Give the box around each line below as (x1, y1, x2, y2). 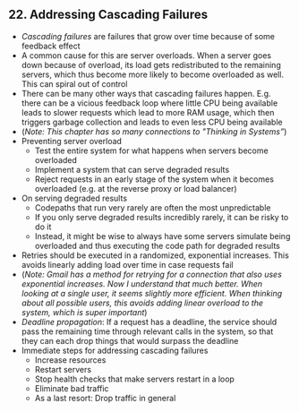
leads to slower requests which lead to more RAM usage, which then (21, 107, 275, 117)
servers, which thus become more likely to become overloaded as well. (21, 69, 284, 80)
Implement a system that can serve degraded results (34, 164, 230, 175)
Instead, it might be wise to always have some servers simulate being (34, 230, 291, 241)
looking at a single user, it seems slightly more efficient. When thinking (21, 288, 283, 298)
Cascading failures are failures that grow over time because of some (21, 30, 275, 41)
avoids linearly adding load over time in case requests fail (21, 259, 234, 270)
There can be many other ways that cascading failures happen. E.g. (21, 88, 271, 99)
